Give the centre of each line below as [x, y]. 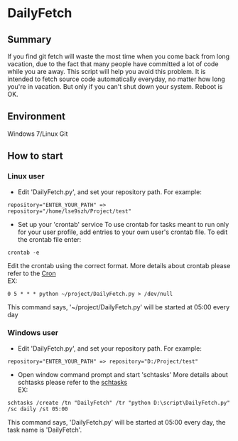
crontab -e [23, 253]
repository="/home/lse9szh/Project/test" [70, 211]
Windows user [33, 333]
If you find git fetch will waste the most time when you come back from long [118, 56]
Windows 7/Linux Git [38, 134]
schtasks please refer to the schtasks [72, 382]
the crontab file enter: [49, 239]
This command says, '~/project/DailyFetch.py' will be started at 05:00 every [119, 307]
